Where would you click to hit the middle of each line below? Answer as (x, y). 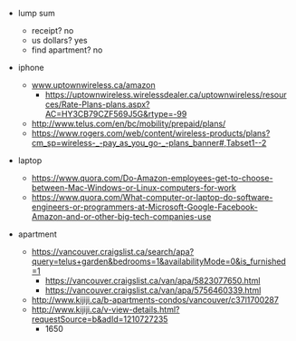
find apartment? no (67, 50)
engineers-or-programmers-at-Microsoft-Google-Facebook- (144, 207)
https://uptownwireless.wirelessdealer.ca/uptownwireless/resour (166, 95)
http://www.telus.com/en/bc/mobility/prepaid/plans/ (129, 123)
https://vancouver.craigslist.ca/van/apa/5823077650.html (153, 281)
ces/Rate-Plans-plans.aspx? (97, 104)
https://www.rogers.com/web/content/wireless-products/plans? (151, 133)
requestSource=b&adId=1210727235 (100, 319)
